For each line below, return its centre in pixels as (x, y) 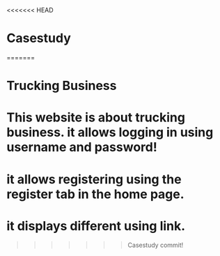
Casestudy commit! (156, 245)
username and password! (82, 148)
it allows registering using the (94, 179)
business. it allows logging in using (110, 133)
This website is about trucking (96, 118)
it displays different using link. (96, 226)
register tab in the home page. (96, 194)
